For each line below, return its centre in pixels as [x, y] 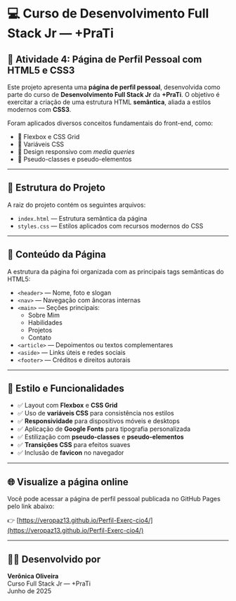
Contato [39, 337]
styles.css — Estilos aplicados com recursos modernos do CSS [110, 226]
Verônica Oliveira [33, 576]
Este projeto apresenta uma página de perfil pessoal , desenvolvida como [114, 87]
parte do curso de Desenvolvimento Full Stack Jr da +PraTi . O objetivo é [113, 95]
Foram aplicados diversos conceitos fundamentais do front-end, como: [110, 123]
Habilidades [45, 322]
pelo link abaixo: [31, 506]
